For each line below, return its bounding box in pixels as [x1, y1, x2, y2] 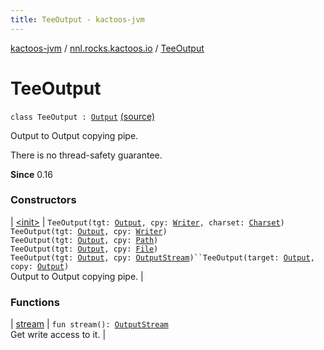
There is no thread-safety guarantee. [10, 149, 163, 161]
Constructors [10, 193, 77, 207]
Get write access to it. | [10, 329, 107, 341]
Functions [10, 295, 60, 309]
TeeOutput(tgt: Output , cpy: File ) [10, 244, 159, 254]
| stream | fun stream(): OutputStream [10, 318, 169, 330]
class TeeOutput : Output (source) [10, 110, 156, 122]
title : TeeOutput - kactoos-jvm [10, 14, 145, 25]
